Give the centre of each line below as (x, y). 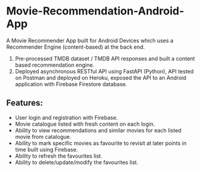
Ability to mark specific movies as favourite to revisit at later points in (101, 143)
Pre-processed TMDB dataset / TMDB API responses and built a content (105, 58)
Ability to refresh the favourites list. (59, 156)
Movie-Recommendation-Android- (95, 11)
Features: (25, 103)
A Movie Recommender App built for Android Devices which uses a (90, 40)
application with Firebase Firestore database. (71, 84)
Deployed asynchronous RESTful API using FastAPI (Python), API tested (104, 71)
